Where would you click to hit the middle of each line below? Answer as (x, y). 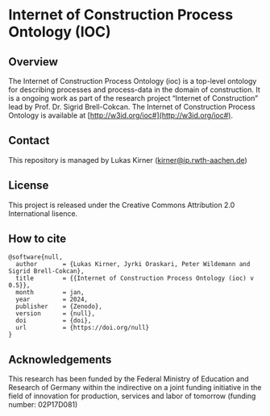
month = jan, (50, 293)
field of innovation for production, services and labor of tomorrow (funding (132, 396)
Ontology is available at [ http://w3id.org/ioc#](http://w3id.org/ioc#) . (121, 115)
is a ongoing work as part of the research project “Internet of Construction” (133, 98)
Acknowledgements (60, 359)
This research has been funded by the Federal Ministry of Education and (129, 379)
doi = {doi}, (54, 321)
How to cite (37, 239)
